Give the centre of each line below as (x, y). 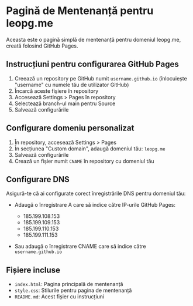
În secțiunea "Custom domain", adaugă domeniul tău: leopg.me (90, 149)
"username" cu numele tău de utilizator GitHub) (72, 85)
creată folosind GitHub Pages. (42, 46)
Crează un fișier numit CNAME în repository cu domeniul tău (84, 161)
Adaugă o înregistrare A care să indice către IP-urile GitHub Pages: (95, 205)
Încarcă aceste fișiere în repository (56, 91)
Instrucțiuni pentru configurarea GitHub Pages (93, 64)
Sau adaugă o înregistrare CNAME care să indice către (80, 246)
